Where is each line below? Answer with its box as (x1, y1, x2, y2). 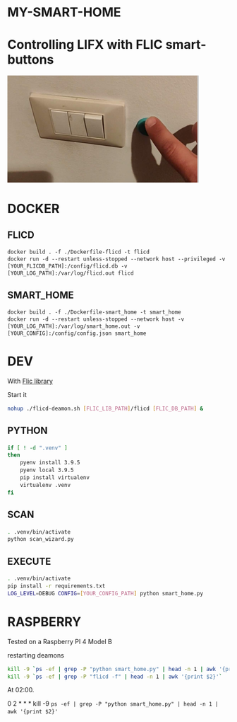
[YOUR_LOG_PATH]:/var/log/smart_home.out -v (7, 323, 140, 330)
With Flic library (7, 377, 53, 385)
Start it (7, 390, 27, 399)
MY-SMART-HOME (7, 4, 121, 21)
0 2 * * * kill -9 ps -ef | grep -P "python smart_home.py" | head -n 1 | (7, 699, 219, 708)
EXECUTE (7, 555, 51, 567)
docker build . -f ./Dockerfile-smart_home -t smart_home (7, 309, 181, 316)
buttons (7, 52, 54, 68)
